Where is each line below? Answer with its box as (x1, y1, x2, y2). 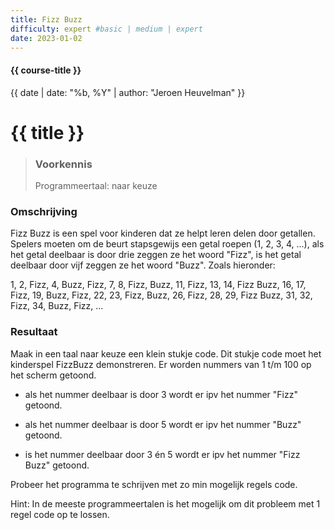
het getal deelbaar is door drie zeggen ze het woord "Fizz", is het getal (10, 249, 302, 261)
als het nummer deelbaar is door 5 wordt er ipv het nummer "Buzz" (24, 418, 302, 430)
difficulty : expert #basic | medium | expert (10, 24, 203, 34)
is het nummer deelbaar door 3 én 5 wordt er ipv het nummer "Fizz (24, 448, 301, 460)
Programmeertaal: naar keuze (34, 180, 158, 192)
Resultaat (10, 325, 58, 339)
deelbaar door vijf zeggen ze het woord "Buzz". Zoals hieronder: (10, 259, 276, 271)
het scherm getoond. (10, 369, 97, 381)
